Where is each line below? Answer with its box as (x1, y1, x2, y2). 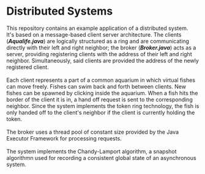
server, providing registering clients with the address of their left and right (6, 50, 192, 57)
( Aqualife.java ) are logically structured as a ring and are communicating (6, 37, 190, 45)
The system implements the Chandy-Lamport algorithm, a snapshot (6, 148, 177, 155)
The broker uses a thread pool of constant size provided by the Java (6, 128, 179, 136)
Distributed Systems (6, 4, 113, 18)
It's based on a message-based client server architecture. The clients (6, 31, 182, 38)
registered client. (6, 63, 49, 71)
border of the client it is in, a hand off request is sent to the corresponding (6, 96, 193, 103)
